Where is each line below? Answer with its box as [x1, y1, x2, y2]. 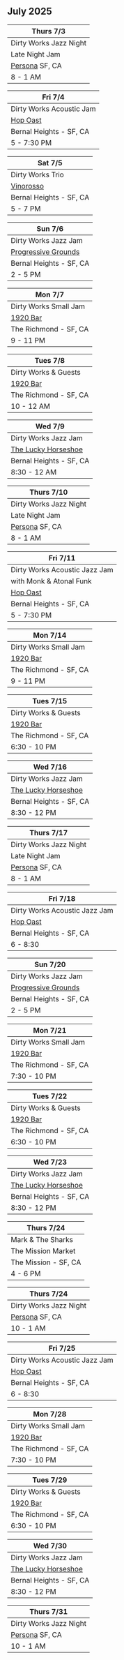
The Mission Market [10, 1246, 76, 1255]
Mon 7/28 [33, 1409, 67, 1419]
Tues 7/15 [32, 696, 68, 705]
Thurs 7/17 [29, 828, 68, 837]
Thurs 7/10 [29, 487, 68, 497]
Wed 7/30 [33, 1541, 68, 1550]
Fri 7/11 [48, 553, 76, 562]
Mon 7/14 [33, 630, 67, 640]
